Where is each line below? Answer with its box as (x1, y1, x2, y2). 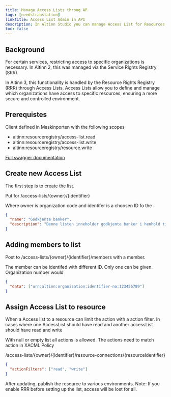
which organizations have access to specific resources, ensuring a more (5, 90, 157, 96)
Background (5, 45, 45, 54)
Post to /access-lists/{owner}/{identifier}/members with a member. (5, 254, 146, 260)
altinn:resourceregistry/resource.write (12, 145, 93, 151)
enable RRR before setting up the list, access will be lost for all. (5, 386, 137, 392)
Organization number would (5, 269, 64, 275)
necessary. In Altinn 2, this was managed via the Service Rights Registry (5, 64, 157, 70)
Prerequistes (5, 110, 47, 119)
